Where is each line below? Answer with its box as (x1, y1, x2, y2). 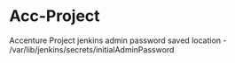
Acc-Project (9, 6, 100, 26)
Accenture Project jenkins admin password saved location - (9, 35, 227, 45)
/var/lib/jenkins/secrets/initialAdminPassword (9, 44, 175, 54)
